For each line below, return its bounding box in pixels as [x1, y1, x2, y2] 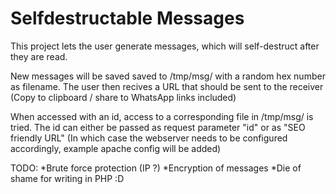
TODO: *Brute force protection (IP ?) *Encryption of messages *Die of [10, 162, 302, 174]
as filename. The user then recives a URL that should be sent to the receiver [10, 80, 324, 92]
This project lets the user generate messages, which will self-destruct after [10, 40, 320, 52]
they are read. [10, 50, 68, 62]
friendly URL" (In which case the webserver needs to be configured [10, 132, 288, 144]
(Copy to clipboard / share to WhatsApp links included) [10, 91, 237, 103]
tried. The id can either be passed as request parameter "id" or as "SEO [10, 121, 306, 133]
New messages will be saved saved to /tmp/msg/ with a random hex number [10, 70, 326, 82]
